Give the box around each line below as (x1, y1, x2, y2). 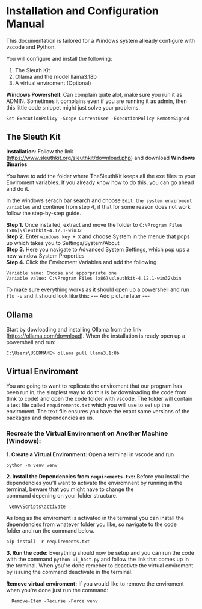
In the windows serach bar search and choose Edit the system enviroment (6, 197, 192, 204)
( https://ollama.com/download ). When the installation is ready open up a (6, 332, 185, 339)
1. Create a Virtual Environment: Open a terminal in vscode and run (6, 450, 174, 458)
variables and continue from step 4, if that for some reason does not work (6, 203, 191, 210)
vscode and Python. (6, 43, 56, 51)
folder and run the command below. (6, 527, 95, 534)
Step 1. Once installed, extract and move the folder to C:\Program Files (6, 221, 183, 228)
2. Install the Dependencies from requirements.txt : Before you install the (6, 472, 189, 480)
